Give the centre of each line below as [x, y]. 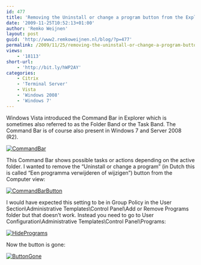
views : [14, 51]
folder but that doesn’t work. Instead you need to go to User [80, 215]
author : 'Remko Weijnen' [37, 28]
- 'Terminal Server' [42, 84]
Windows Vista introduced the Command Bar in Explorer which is [86, 118]
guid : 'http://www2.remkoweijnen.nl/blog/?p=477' [69, 39]
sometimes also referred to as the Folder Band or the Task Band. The [91, 124]
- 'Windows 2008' [39, 95]
